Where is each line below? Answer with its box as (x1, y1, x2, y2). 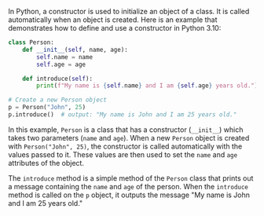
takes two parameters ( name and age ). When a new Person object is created (8, 133, 250, 142)
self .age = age (36, 60, 86, 68)
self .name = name (36, 53, 93, 61)
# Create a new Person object (8, 96, 108, 104)
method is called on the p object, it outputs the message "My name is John (8, 190, 250, 200)
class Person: (8, 38, 55, 46)
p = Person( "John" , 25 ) (8, 104, 86, 112)
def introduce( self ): (22, 75, 93, 82)
